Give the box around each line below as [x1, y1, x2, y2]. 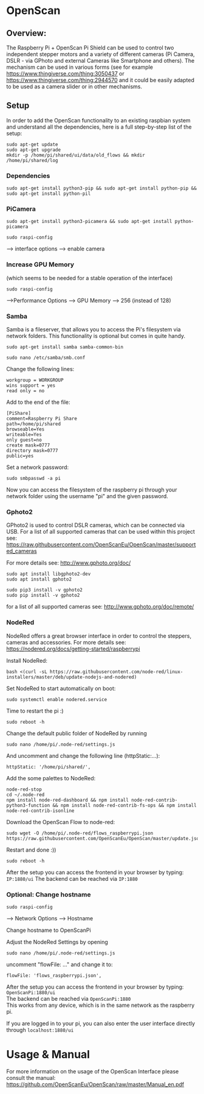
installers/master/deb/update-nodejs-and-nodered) [6, 674, 137, 680]
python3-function [6, 802, 50, 808]
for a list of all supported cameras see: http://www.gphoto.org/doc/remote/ [6, 603, 194, 610]
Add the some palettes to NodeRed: [6, 774, 96, 782]
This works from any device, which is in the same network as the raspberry [6, 1001, 195, 1009]
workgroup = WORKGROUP [6, 377, 64, 383]
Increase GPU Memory [6, 260, 75, 269]
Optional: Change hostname [6, 890, 91, 898]
